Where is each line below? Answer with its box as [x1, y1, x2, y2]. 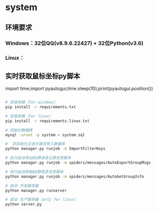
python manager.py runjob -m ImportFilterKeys [5, 146, 106, 152]
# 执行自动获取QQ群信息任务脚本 [5, 169, 64, 174]
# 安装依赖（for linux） [5, 113, 53, 118]
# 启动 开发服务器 [5, 183, 39, 188]
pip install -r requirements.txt [5, 105, 76, 110]
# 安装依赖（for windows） [5, 100, 58, 105]
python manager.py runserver [5, 188, 67, 193]
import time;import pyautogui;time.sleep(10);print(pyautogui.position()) [5, 85, 153, 92]
